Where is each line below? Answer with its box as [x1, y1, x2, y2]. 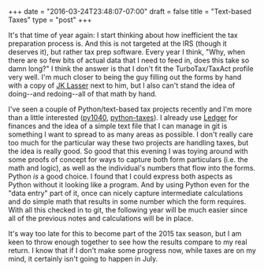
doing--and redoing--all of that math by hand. [8, 89, 158, 98]
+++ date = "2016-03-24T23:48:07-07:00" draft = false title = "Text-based [8, 7, 252, 16]
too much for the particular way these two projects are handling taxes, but [8, 138, 249, 147]
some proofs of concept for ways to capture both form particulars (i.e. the [8, 155, 248, 164]
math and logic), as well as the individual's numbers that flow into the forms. [8, 164, 256, 172]
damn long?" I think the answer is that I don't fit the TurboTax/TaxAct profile [8, 64, 254, 73]
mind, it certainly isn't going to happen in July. [8, 254, 158, 263]
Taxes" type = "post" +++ [8, 15, 92, 24]
